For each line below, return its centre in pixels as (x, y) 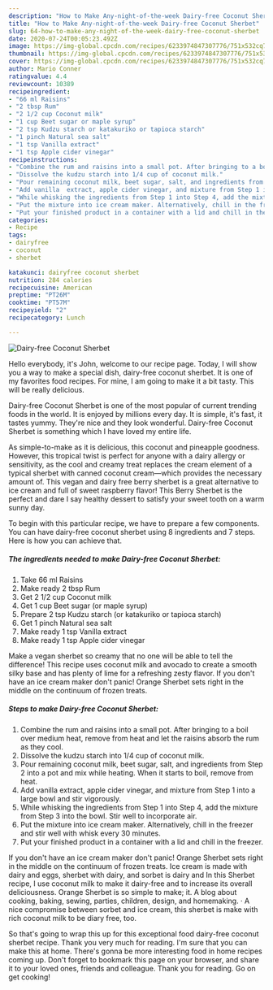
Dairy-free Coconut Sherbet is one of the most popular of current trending (133, 405)
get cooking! (30, 977)
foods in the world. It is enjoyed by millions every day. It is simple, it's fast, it (135, 414)
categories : (28, 220)
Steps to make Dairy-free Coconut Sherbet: (83, 709)
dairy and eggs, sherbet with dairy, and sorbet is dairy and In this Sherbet (132, 875)
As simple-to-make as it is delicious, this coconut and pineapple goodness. (134, 447)
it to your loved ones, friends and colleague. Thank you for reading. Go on (132, 968)
